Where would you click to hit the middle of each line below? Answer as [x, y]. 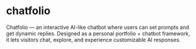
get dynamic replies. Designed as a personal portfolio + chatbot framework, [98, 33]
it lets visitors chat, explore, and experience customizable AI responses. [94, 40]
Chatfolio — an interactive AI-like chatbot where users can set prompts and [98, 27]
